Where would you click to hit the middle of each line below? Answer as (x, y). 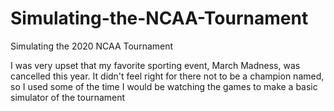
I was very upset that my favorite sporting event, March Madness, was (155, 65)
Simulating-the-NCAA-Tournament (159, 18)
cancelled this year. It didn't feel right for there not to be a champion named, (167, 76)
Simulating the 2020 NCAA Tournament (92, 46)
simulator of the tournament (68, 97)
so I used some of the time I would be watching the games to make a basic (164, 86)
